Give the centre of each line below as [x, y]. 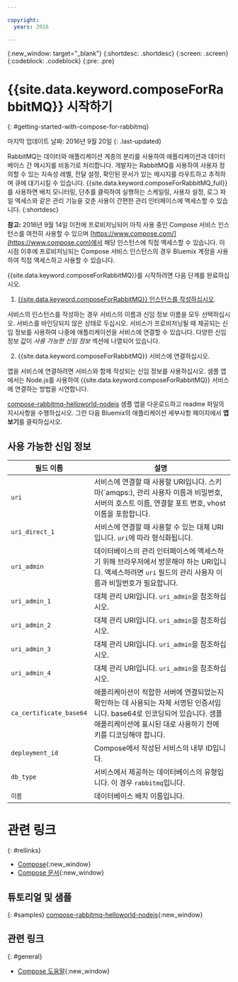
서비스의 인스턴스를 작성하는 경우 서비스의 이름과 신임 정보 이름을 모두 [104, 315]
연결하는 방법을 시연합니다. [52, 389]
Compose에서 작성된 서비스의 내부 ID [153, 748]
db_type [24, 777]
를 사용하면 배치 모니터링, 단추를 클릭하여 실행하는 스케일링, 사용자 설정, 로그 [113, 192]
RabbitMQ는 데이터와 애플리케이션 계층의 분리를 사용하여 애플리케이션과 [107, 156]
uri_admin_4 [31, 673]
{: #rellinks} [24, 851]
